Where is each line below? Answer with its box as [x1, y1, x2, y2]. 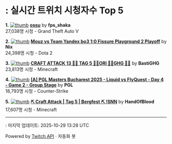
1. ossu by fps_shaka [5, 22, 71, 28]
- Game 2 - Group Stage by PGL [5, 81, 73, 88]
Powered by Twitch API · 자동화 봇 [5, 133, 76, 139]
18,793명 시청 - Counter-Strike [5, 88, 69, 94]
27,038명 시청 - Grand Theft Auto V [5, 28, 79, 34]
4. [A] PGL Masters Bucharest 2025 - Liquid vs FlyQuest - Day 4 [5, 76, 164, 83]
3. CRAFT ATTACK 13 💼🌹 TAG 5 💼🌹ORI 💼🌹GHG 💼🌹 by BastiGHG [5, 60, 160, 66]
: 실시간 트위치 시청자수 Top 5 [5, 5, 124, 16]
